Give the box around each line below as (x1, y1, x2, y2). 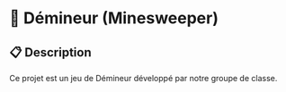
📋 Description (9, 45, 92, 60)
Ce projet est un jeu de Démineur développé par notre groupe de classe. (9, 73, 278, 83)
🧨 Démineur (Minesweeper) (9, 8, 219, 29)
